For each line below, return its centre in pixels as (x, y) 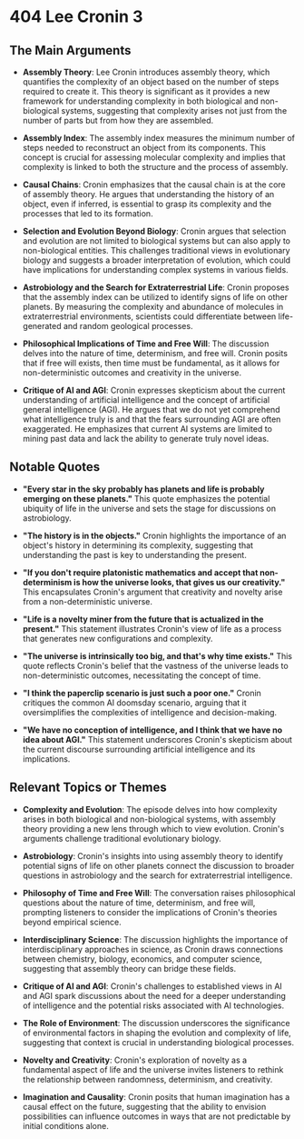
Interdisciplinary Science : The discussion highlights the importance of (155, 939)
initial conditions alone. (65, 1125)
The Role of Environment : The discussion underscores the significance (156, 1023)
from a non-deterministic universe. (87, 601)
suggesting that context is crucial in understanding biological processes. (158, 1042)
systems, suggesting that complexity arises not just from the (174, 110)
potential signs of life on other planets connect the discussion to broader (158, 865)
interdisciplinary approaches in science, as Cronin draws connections (153, 949)
